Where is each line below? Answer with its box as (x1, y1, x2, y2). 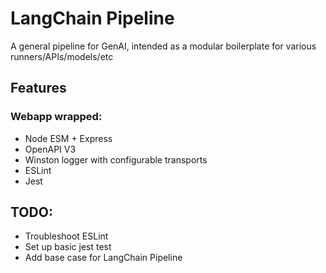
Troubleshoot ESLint (24, 230, 109, 242)
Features (10, 80, 67, 97)
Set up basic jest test (24, 241, 112, 253)
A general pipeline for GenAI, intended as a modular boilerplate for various (10, 40, 317, 52)
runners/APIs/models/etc (10, 50, 114, 62)
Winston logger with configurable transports (24, 153, 208, 166)
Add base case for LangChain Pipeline (24, 252, 183, 264)
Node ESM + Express (24, 132, 113, 144)
